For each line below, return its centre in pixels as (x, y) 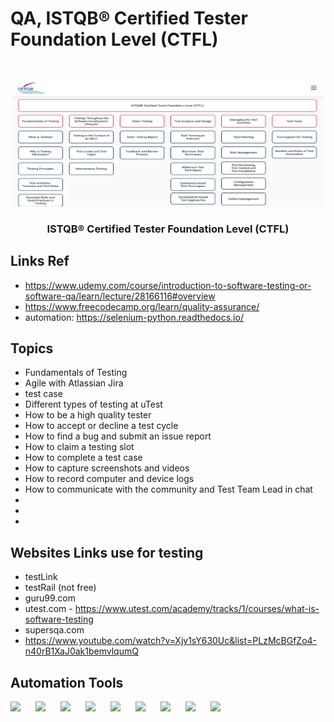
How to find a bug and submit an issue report (118, 436)
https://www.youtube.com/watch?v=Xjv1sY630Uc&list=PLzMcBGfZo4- (171, 641)
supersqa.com (54, 630)
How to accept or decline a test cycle (101, 426)
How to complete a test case (83, 458)
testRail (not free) (60, 588)
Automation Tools (67, 682)
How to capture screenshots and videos (107, 468)
